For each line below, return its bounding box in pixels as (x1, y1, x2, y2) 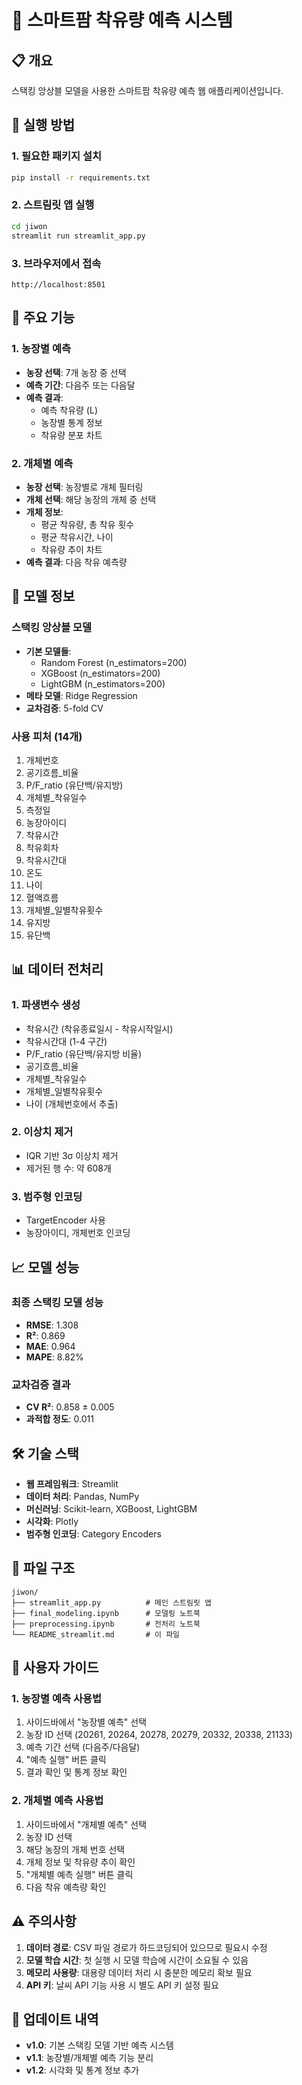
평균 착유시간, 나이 (40, 531, 114, 543)
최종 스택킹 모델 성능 (11, 1296, 104, 1310)
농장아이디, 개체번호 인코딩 (25, 1227, 131, 1239)
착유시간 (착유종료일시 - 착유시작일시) (25, 1022, 174, 1035)
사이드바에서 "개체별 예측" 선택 (25, 1818, 148, 1830)
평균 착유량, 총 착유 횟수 (40, 518, 135, 530)
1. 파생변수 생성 (11, 998, 81, 1012)
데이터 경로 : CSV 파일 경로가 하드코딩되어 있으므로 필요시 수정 (25, 1941, 268, 1953)
